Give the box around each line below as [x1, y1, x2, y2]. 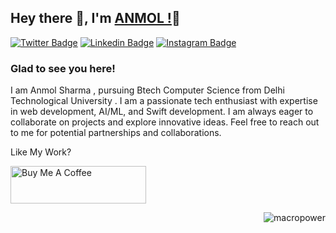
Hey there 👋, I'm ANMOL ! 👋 [10, 10, 181, 27]
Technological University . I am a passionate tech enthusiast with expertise [10, 95, 318, 107]
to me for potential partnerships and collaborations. [10, 127, 222, 139]
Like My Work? [10, 146, 72, 158]
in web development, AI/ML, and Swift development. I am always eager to [10, 106, 314, 118]
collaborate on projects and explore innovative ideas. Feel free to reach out [10, 116, 320, 128]
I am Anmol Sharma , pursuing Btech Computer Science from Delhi [10, 84, 285, 96]
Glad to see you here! [10, 61, 116, 75]
